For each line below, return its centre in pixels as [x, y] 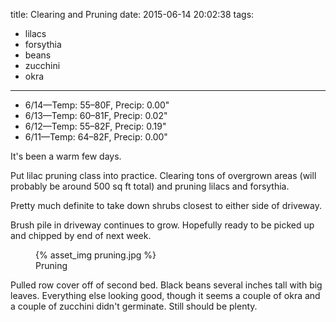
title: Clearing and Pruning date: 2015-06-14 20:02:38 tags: [132, 14]
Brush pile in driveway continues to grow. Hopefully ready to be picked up [162, 225]
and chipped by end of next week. [81, 235]
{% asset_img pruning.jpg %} [96, 255]
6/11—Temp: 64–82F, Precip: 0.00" [96, 137]
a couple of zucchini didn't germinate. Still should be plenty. [134, 306]
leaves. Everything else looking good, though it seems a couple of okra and [165, 295]
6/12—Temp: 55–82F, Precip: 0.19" [95, 126]
